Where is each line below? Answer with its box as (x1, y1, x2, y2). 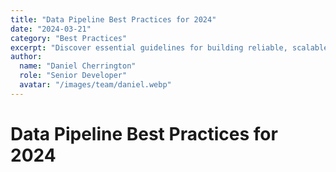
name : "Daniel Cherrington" (19, 61, 137, 71)
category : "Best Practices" (10, 33, 128, 43)
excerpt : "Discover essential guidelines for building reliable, (10, 42, 288, 53)
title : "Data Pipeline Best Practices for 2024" (10, 14, 217, 25)
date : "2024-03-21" (10, 24, 92, 34)
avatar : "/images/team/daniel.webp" (19, 80, 172, 90)
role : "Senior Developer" (19, 71, 128, 81)
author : (10, 52, 43, 62)
